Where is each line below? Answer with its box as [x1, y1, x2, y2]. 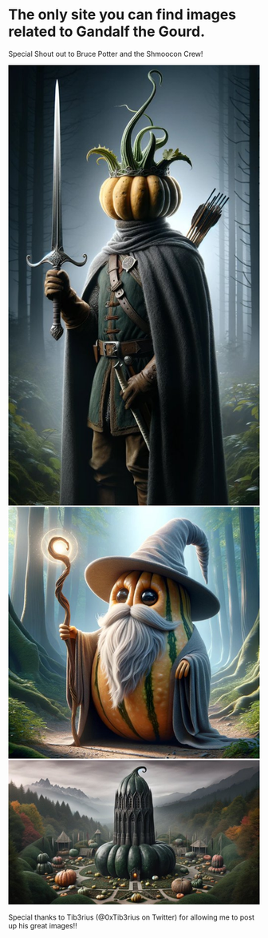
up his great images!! [8, 920, 77, 930]
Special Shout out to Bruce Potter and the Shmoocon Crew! [8, 49, 203, 58]
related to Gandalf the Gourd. [8, 22, 206, 41]
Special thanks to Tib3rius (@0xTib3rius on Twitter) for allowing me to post [8, 912, 255, 922]
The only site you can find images [8, 6, 237, 24]
